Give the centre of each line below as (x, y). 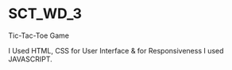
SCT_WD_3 (45, 14)
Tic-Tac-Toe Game (39, 35)
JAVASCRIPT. (31, 59)
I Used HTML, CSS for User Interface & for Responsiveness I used (116, 50)
